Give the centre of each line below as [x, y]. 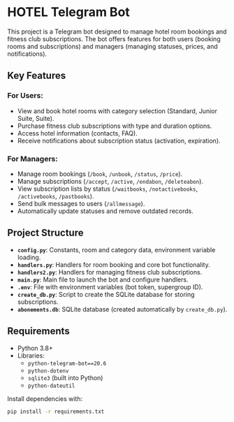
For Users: [25, 96]
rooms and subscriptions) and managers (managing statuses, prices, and [112, 46]
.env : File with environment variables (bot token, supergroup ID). [110, 286]
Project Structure [45, 233]
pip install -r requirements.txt [56, 412]
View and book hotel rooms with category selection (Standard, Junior [117, 111]
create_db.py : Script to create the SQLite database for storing [106, 294]
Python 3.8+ [35, 348]
